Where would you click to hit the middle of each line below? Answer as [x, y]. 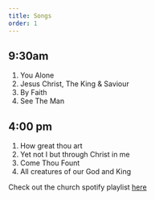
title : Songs [30, 16]
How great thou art [51, 146]
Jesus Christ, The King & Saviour [75, 84]
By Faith [33, 93]
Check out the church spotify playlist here [77, 187]
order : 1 [23, 23]
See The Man [42, 101]
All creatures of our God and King [75, 172]
